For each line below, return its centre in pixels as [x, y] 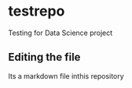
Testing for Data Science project [60, 33]
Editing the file [44, 57]
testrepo [37, 11]
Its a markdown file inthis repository [66, 76]
